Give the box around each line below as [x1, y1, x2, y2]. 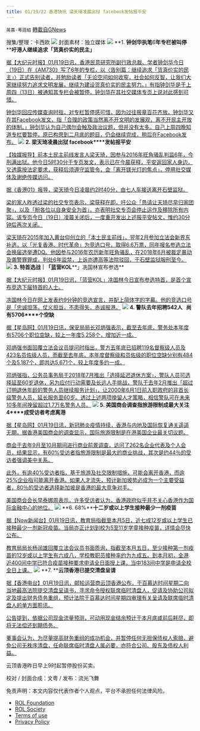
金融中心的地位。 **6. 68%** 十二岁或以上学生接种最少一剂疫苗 [11, 504, 177, 511]
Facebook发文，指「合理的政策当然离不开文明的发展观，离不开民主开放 [16, 116, 192, 123]
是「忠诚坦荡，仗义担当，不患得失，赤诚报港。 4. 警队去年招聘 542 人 [6, 303, 183, 310]
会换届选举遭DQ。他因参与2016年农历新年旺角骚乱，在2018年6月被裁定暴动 [6, 248, 192, 256]
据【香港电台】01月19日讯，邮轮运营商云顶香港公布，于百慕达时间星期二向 [6, 579, 189, 586]
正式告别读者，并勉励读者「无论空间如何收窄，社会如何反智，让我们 [18, 73, 186, 80]
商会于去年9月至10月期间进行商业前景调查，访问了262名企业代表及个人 [6, 441, 181, 449]
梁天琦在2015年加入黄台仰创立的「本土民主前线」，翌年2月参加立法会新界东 [6, 234, 190, 241]
